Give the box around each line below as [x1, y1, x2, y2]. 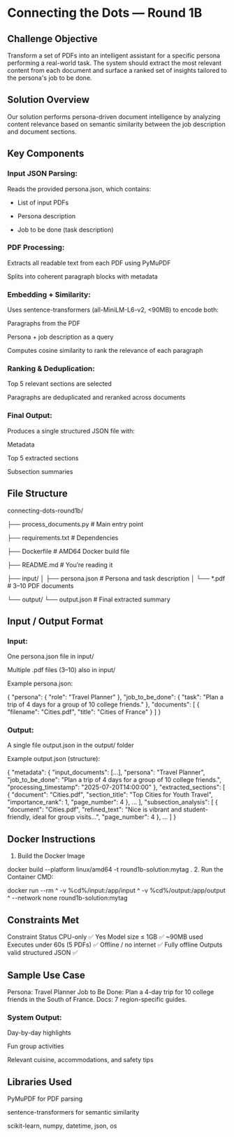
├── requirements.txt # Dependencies [7, 533, 119, 542]
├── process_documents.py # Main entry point [7, 519, 144, 528]
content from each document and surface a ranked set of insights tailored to [7, 67, 227, 74]
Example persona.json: [7, 679, 73, 688]
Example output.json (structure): [7, 755, 101, 763]
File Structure [7, 488, 68, 500]
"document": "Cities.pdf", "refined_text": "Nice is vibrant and [7, 805, 182, 814]
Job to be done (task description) [17, 225, 114, 234]
